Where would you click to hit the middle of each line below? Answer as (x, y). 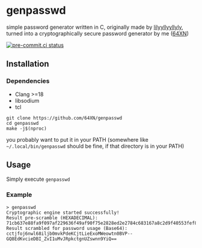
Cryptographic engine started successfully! (63, 213)
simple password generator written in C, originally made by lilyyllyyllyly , (95, 27)
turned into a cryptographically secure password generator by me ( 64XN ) (98, 33)
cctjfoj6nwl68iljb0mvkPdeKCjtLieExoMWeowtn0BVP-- (70, 234)
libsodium (27, 100)
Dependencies (28, 81)
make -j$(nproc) (26, 129)
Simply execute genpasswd (38, 179)
